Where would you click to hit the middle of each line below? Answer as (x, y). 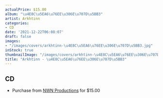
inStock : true (19, 50)
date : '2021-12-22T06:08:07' (34, 32)
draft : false (18, 37)
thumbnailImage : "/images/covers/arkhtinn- (50, 55)
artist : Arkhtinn (23, 18)
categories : (17, 23)
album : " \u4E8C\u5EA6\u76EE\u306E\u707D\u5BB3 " (54, 14)
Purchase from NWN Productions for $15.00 (56, 91)
